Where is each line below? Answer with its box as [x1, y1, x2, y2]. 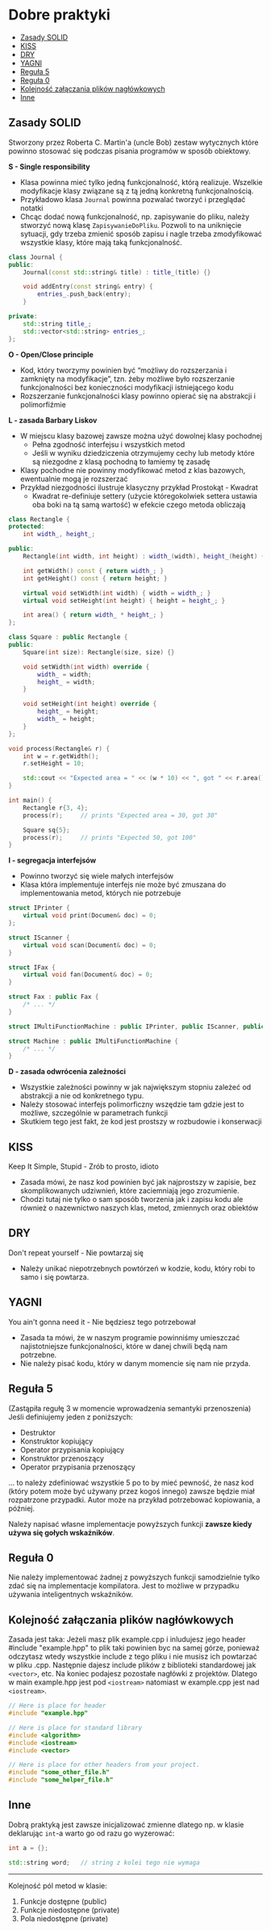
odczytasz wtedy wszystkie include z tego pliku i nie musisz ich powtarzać [8, 1651, 258, 1662]
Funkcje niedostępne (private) [19, 1905, 120, 1915]
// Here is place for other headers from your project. [8, 1760, 200, 1769]
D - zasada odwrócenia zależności [8, 1067, 127, 1077]
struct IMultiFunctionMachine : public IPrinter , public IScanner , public [8, 1022, 265, 1031]
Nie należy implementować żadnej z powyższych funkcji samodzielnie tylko [8, 1572, 261, 1582]
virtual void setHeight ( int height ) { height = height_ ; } [23, 597, 226, 605]
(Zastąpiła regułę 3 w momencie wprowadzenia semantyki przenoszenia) [8, 1403, 252, 1413]
